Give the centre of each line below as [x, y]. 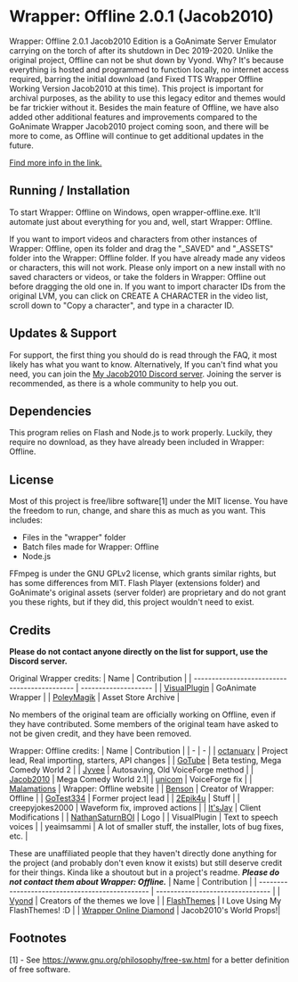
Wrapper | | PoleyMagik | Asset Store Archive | [95, 697]
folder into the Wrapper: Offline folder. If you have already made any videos [148, 258]
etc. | [19, 836]
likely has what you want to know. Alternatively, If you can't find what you [144, 364]
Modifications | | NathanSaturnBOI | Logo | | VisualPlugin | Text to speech [144, 817]
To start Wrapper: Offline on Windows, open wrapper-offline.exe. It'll [135, 212]
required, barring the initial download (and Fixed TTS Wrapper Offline [136, 78]
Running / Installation [70, 190]
